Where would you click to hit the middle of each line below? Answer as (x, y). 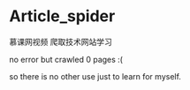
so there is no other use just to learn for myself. (95, 76)
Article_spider (62, 16)
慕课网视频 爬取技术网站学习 (61, 41)
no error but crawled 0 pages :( (66, 59)
